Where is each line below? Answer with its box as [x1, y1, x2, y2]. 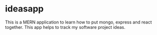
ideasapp [5, 3, 44, 14]
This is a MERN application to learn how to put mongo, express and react [5, 19, 152, 25]
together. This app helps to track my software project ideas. [5, 24, 126, 30]
